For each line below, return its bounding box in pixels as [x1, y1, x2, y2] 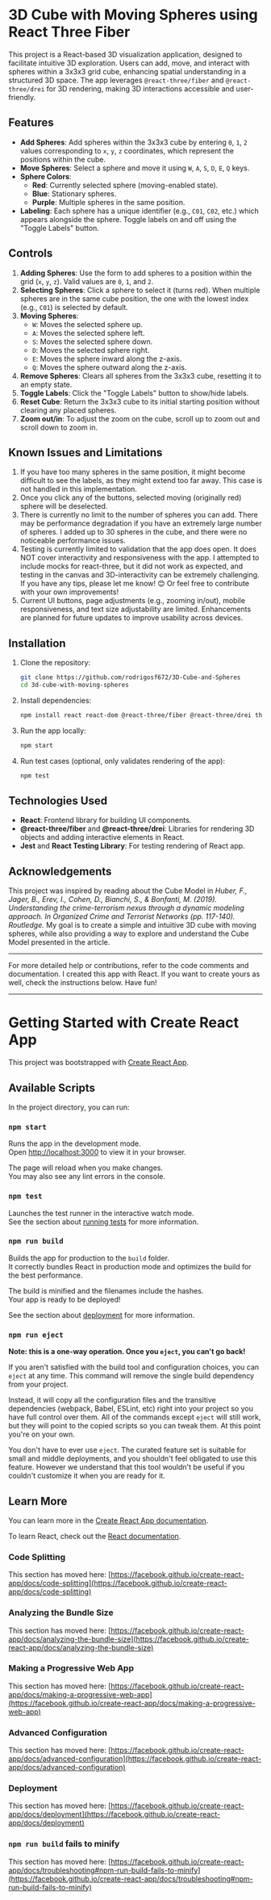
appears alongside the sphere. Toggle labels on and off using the [19, 214, 237, 224]
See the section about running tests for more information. [8, 1217, 199, 1227]
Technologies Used [8, 794, 107, 807]
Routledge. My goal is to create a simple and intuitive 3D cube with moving [8, 921, 256, 930]
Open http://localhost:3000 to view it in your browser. [8, 1147, 187, 1157]
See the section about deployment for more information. [8, 1310, 195, 1319]
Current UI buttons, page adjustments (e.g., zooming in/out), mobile [19, 596, 246, 606]
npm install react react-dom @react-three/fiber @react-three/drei [19, 711, 252, 719]
